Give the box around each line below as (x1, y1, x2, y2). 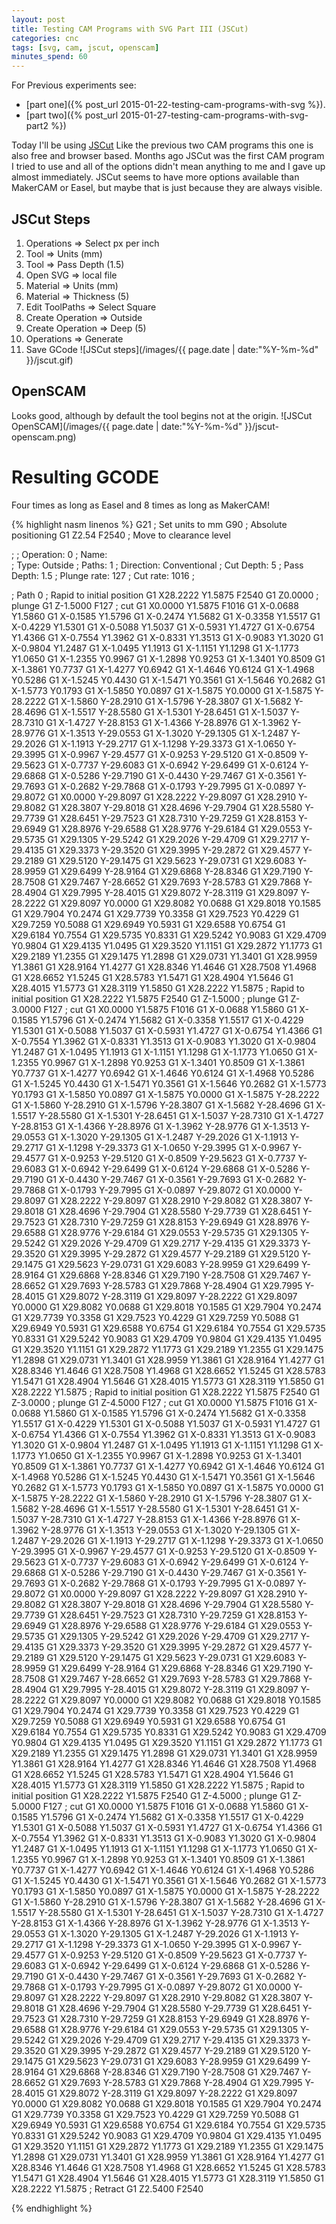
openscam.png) (11, 431, 77, 443)
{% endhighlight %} (11, 2202, 93, 2214)
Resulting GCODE (11, 466, 159, 488)
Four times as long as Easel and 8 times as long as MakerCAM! (11, 499, 270, 511)
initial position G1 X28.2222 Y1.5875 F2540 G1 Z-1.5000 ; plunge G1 (11, 992, 289, 1005)
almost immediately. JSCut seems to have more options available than (11, 171, 300, 183)
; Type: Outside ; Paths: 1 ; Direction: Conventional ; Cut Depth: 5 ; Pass (11, 559, 304, 571)
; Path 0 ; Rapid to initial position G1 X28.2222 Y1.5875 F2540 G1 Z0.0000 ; (11, 589, 319, 601)
